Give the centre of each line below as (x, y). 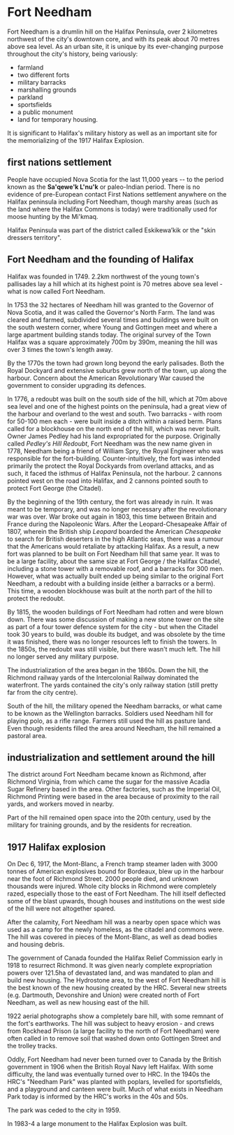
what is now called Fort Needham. (57, 291)
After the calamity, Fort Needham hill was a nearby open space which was (114, 922)
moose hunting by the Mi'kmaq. (53, 216)
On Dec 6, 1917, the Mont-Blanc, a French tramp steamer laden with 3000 (112, 864)
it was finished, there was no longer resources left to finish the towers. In (112, 642)
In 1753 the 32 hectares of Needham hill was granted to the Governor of (111, 304)
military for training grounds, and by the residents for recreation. (100, 825)
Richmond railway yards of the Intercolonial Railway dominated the (103, 677)
